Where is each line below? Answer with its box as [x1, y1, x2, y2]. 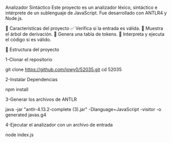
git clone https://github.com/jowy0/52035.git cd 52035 [5, 66, 122, 73]
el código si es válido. [5, 37, 51, 43]
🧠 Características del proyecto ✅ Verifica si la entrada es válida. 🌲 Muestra [5, 25, 163, 31]
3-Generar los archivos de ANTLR [5, 96, 77, 102]
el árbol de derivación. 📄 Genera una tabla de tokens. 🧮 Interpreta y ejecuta [5, 31, 165, 37]
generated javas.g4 [5, 112, 47, 118]
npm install [5, 86, 29, 92]
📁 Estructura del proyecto [5, 46, 60, 52]
